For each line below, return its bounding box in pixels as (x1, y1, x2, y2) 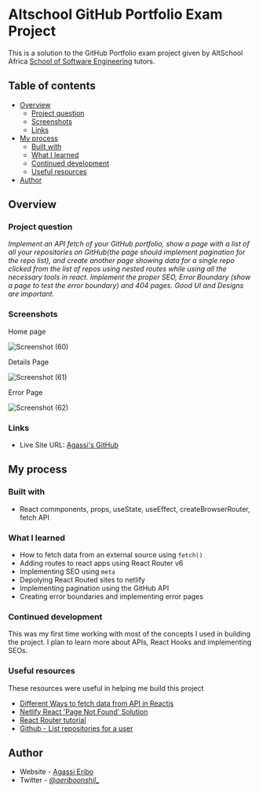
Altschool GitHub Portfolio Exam (8, 5, 223, 24)
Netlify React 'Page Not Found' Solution (19, 706, 148, 716)
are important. (8, 289, 55, 299)
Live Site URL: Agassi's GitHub (19, 440, 119, 450)
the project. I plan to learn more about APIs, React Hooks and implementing (8, 637, 252, 647)
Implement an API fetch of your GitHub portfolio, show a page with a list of (8, 239, 250, 249)
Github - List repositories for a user (19, 724, 133, 733)
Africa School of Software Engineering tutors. (8, 57, 155, 66)
